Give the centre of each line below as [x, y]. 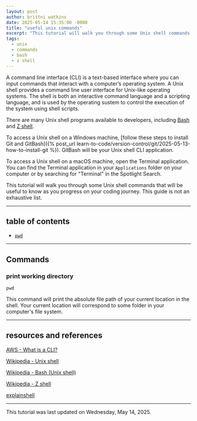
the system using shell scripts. [43, 108]
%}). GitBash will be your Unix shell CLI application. [112, 150]
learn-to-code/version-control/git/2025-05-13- [133, 144]
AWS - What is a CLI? [32, 349]
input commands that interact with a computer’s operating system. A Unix [95, 83]
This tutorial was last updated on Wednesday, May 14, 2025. [79, 412]
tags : [13, 39]
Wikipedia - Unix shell [33, 361]
